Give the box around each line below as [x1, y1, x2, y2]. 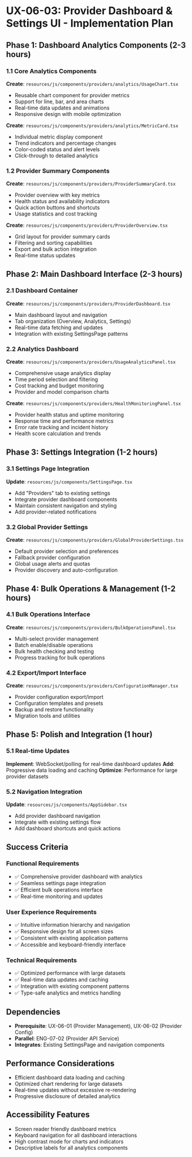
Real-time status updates [14, 252, 76, 259]
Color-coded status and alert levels [14, 145, 100, 153]
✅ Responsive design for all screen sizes [14, 928, 113, 935]
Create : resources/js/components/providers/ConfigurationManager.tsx [6, 682, 178, 689]
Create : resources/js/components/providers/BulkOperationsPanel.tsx [6, 624, 176, 631]
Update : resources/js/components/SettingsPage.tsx [6, 478, 133, 485]
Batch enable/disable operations [14, 641, 93, 648]
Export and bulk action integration [14, 246, 97, 253]
